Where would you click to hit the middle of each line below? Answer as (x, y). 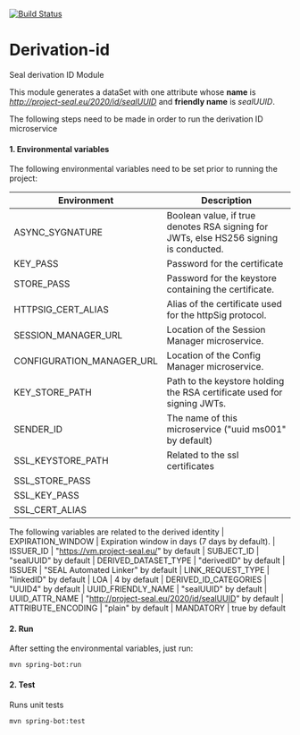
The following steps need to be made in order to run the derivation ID (136, 119)
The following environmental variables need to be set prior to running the (144, 169)
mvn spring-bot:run (46, 665)
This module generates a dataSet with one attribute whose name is (133, 92)
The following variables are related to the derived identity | (117, 532)
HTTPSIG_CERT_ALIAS (61, 310)
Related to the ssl (203, 455)
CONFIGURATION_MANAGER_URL (86, 361)
